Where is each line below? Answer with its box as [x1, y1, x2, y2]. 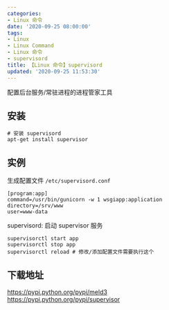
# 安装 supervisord [7, 130, 62, 137]
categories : [7, 10, 42, 17]
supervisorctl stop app [7, 241, 76, 248]
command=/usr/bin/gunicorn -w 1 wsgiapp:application [7, 197, 163, 203]
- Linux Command [7, 42, 54, 49]
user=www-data [7, 208, 48, 215]
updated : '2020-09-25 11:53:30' [7, 68, 100, 75]
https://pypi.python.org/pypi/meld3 [7, 288, 107, 296]
